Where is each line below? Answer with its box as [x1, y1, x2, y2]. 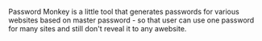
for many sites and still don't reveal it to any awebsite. [8, 24, 187, 33]
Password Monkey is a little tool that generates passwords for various [8, 7, 239, 16]
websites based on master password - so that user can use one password [8, 15, 255, 25]
